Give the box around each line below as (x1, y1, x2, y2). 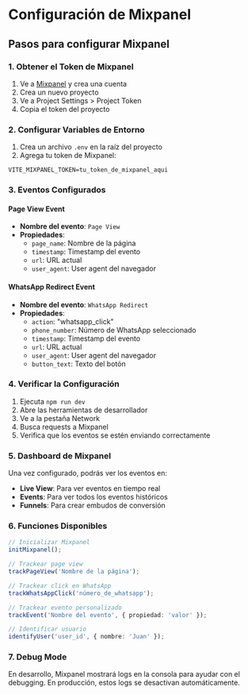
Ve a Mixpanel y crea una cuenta (19, 79, 128, 88)
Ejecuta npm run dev (19, 396, 86, 406)
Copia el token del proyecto (19, 104, 110, 114)
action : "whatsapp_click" (31, 316, 114, 326)
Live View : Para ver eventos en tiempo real (19, 484, 161, 493)
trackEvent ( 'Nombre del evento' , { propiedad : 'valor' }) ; (8, 611, 208, 619)
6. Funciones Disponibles (8, 520, 108, 531)
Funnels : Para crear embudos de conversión (19, 500, 166, 510)
